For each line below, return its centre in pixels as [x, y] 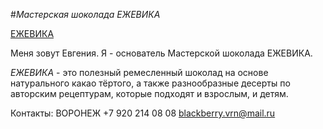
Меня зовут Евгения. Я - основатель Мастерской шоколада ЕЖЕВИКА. [161, 53]
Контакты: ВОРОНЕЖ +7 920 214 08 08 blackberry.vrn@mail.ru [143, 113]
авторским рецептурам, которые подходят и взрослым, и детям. [149, 93]
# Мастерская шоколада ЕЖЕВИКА [85, 14]
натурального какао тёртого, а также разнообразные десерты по [150, 83]
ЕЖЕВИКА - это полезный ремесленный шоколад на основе [139, 72]
